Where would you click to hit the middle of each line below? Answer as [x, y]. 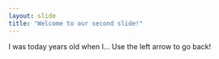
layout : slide [32, 16]
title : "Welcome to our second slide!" [76, 23]
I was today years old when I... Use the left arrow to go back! [110, 46]
